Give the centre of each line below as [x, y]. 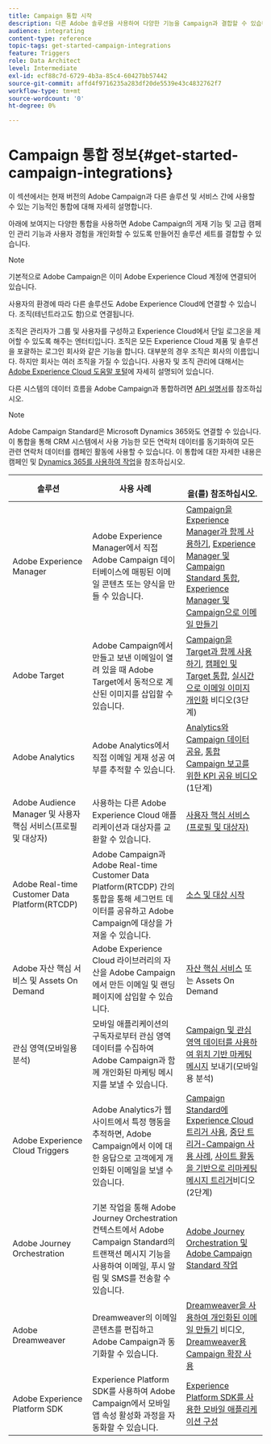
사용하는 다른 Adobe [129, 803]
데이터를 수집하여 [123, 1048]
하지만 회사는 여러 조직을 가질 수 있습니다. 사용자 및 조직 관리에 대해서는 [131, 362]
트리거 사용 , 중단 [215, 1132]
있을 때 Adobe [128, 670]
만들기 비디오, [220, 1330]
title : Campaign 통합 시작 [50, 16]
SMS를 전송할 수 [141, 1279]
